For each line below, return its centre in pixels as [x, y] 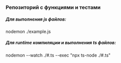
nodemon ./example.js [28, 31]
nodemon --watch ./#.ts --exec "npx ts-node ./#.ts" [58, 55]
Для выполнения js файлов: [36, 19]
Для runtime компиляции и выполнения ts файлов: [61, 43]
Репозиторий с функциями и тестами [53, 7]
